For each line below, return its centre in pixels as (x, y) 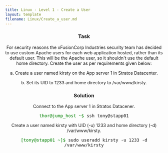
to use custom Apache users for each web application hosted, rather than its (84, 52)
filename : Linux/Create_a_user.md (41, 19)
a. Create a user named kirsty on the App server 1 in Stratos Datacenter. (84, 73)
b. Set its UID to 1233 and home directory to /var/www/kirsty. (84, 82)
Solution (84, 95)
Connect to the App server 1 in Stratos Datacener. (84, 106)
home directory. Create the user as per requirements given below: (84, 63)
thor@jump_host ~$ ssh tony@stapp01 (84, 116)
